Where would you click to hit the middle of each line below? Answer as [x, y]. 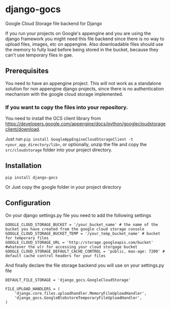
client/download [22, 129]
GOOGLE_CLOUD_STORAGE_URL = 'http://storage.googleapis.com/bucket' [79, 242]
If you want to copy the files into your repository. [67, 107]
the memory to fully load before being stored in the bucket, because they [82, 49]
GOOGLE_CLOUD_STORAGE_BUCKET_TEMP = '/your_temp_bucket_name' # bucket [83, 233]
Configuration [28, 203]
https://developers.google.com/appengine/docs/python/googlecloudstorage [85, 124]
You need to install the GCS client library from [53, 119]
